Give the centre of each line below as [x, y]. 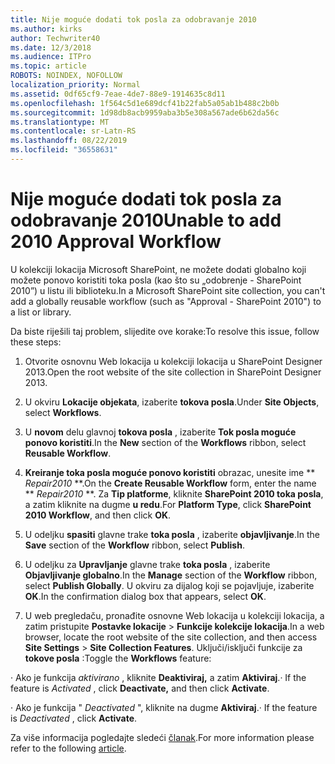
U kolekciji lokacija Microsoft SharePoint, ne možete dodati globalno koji [158, 269]
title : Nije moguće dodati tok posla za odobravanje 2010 [133, 19]
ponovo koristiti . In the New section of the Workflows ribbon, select [165, 442]
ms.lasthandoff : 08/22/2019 [69, 141]
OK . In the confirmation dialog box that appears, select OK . [145, 596]
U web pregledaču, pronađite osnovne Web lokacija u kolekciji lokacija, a [174, 615]
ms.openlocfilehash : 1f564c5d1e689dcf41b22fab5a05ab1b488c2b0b [145, 103]
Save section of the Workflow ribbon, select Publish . [134, 545]
